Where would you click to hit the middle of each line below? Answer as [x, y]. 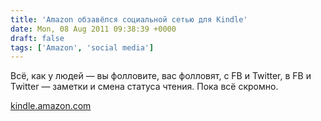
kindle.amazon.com [51, 106]
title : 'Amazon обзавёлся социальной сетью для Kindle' [129, 19]
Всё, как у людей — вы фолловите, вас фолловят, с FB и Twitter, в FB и [161, 76]
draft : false [37, 38]
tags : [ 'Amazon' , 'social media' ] [82, 47]
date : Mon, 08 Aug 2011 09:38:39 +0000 [93, 29]
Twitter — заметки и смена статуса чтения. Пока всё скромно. [144, 87]
